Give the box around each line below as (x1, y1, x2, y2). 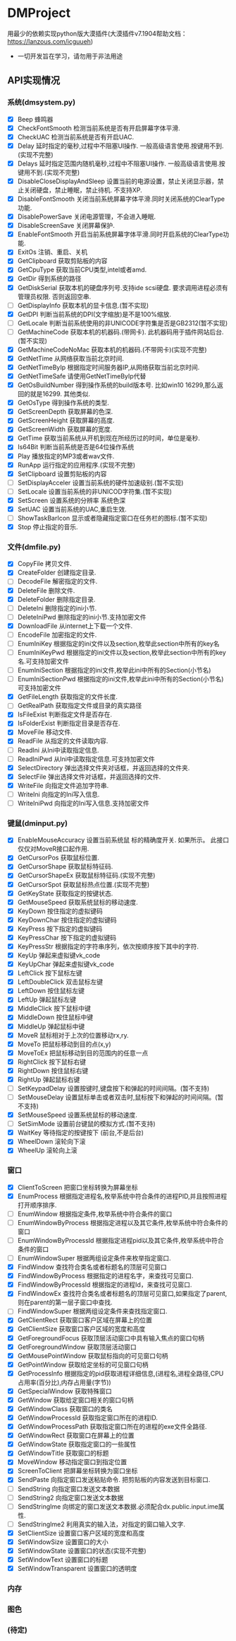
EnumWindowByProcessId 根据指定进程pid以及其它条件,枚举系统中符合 (17, 1236, 224, 1244)
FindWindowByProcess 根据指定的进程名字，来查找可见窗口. (17, 1272, 194, 1280)
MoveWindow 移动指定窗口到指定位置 (17, 1458, 128, 1466)
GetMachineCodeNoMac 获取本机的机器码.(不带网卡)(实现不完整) (17, 345, 207, 354)
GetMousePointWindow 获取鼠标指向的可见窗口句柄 (17, 1351, 168, 1359)
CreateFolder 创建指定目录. (17, 568, 97, 577)
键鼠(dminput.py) (7, 818, 68, 828)
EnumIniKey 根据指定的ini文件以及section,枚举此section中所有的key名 (17, 639, 220, 648)
